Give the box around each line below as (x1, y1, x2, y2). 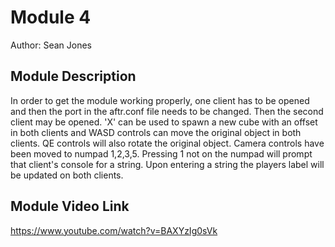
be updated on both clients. (10, 169, 124, 181)
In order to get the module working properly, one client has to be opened (10, 94, 310, 106)
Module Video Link (10, 198, 130, 215)
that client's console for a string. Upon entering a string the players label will (10, 158, 325, 170)
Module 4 (10, 6, 92, 29)
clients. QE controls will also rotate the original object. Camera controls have (10, 137, 325, 149)
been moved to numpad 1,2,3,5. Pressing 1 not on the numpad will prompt (10, 147, 313, 160)
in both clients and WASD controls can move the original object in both (10, 126, 302, 138)
